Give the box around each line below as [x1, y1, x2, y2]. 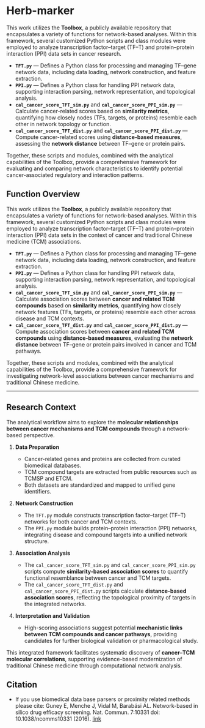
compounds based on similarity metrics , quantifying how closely [15, 301, 181, 309]
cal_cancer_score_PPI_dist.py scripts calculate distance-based [24, 587, 187, 595]
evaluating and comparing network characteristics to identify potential [6, 165, 183, 172]
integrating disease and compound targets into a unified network [24, 531, 188, 538]
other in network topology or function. [15, 120, 111, 127]
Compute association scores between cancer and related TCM [15, 328, 174, 335]
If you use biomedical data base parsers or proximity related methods [15, 696, 190, 703]
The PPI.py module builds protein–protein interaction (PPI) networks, [24, 524, 197, 531]
